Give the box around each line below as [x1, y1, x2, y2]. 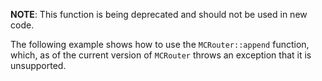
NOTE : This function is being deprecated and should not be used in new [10, 9, 308, 20]
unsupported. [10, 60, 67, 71]
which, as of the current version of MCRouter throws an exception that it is [10, 49, 312, 61]
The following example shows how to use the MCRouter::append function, [10, 39, 310, 50]
